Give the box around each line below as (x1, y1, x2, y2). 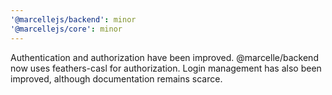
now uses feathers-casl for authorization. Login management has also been (10, 62, 322, 74)
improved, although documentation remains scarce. (10, 72, 223, 85)
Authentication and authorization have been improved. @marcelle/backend (10, 51, 319, 63)
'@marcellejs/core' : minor (10, 24, 123, 34)
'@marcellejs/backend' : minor (10, 14, 137, 25)
